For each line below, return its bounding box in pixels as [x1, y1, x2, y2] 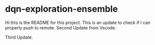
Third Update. [5, 34, 33, 40]
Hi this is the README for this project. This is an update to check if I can [5, 20, 151, 25]
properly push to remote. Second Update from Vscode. [5, 24, 116, 30]
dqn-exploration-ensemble [5, 3, 118, 15]
